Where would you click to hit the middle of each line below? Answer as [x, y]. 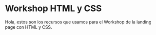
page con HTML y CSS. [29, 27]
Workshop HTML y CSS [53, 9]
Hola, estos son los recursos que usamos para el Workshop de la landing [78, 22]
